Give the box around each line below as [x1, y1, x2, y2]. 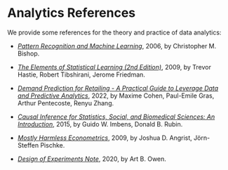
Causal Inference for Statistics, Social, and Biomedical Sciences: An [17, 112, 215, 121]
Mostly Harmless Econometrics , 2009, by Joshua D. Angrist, [17, 133, 193, 142]
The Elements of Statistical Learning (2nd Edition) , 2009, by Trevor [17, 63, 212, 71]
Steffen [17, 140, 39, 149]
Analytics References [7, 5, 136, 21]
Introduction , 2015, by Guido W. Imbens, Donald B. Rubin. [17, 119, 183, 128]
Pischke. [40, 140, 65, 149]
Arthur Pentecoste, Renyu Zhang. [17, 98, 114, 107]
